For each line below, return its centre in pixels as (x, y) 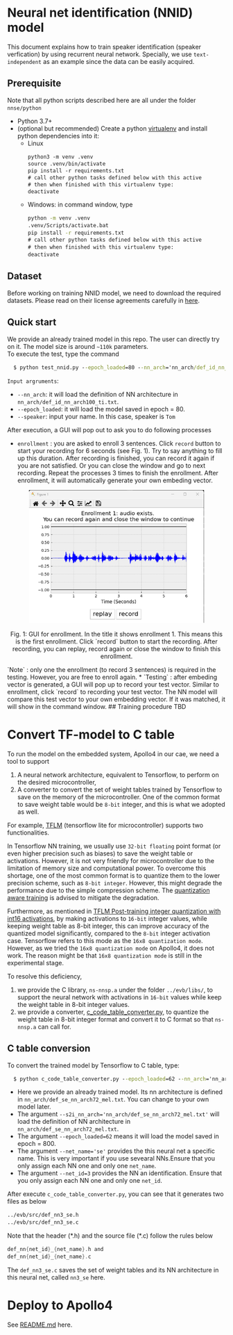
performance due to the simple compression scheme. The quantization (109, 890)
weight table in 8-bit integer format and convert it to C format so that (115, 1019)
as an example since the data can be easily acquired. (119, 61)
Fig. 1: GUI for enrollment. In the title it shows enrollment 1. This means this (116, 634)
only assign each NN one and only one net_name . (87, 1166)
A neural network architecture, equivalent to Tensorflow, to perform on (118, 775)
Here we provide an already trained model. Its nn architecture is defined (120, 1092)
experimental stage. (36, 963)
